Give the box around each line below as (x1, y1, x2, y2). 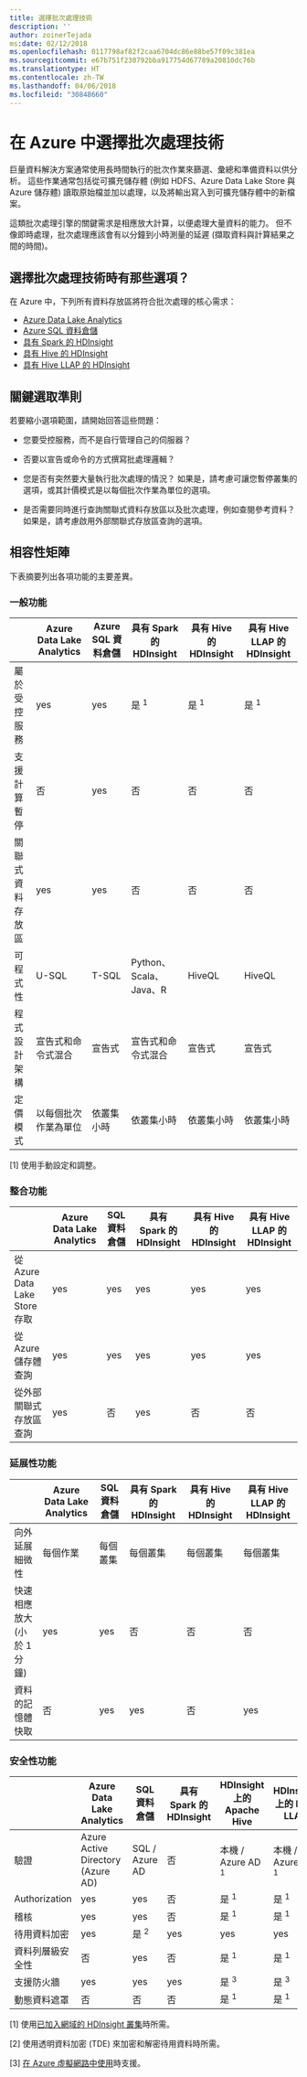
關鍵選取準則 (9, 389, 82, 404)
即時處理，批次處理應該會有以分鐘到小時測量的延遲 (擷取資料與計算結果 (16, 230, 288, 241)
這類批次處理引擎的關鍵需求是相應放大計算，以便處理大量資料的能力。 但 (9, 218, 284, 229)
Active (80, 1842, 109, 1855)
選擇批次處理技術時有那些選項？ (9, 270, 190, 285)
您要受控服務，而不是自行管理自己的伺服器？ (22, 434, 192, 445)
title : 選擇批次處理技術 (9, 13, 93, 23)
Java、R (131, 984, 167, 997)
